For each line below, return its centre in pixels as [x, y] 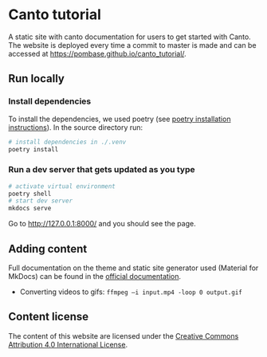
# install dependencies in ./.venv [67, 142]
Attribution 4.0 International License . [68, 344]
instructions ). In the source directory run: [76, 127]
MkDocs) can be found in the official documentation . [95, 276]
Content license [49, 317]
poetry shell [30, 194]
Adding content [48, 249]
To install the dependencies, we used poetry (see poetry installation [120, 119]
